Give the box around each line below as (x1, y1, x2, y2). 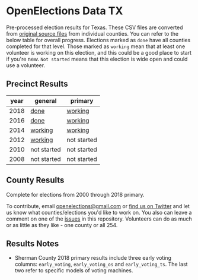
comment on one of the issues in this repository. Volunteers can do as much (6, 215, 193, 222)
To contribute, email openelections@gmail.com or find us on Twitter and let (6, 202, 190, 209)
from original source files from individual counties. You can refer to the (6, 30, 179, 37)
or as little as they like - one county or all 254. (6, 221, 118, 228)
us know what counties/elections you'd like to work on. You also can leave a (6, 209, 192, 216)
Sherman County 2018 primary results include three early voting (14, 254, 172, 262)
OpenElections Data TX (6, 4, 123, 18)
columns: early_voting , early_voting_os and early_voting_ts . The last (14, 260, 188, 268)
